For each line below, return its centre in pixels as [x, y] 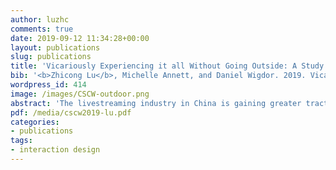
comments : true [42, 29]
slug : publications [51, 57]
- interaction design [55, 150]
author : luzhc [40, 19]
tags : [21, 141]
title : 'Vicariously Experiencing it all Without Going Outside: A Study [167, 66]
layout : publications [55, 47]
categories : [35, 122]
